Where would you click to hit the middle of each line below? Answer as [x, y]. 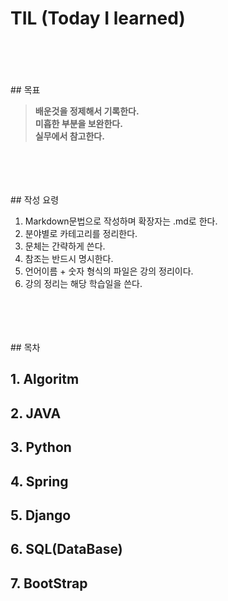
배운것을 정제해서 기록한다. [87, 111]
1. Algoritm [45, 379]
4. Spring [39, 481]
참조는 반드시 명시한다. [69, 258]
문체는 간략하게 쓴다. [65, 246]
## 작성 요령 [35, 199]
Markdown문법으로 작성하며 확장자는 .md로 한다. [121, 221]
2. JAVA [36, 413]
